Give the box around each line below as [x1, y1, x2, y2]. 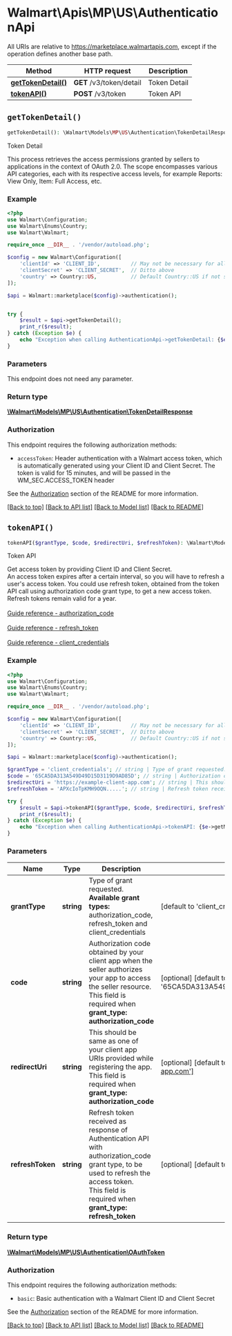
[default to [160, 902, 195, 911]
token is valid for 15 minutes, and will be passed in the [17, 468, 171, 477]
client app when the [88, 956, 153, 966]
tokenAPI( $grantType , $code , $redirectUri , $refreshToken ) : [7, 539, 184, 546]
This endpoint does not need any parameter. [7, 375, 133, 383]
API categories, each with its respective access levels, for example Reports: [7, 169, 223, 177]
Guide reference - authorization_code [7, 609, 114, 617]
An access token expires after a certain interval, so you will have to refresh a [7, 572, 224, 581]
